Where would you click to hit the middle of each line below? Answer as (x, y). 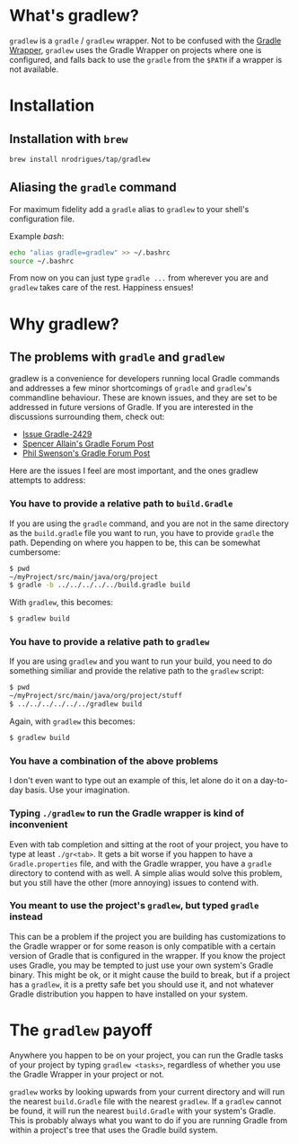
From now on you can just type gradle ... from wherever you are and (139, 278)
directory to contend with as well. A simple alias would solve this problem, (146, 872)
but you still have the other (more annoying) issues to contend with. (134, 882)
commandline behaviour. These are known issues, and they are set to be (144, 398)
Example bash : (37, 236)
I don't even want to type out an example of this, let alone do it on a (134, 781)
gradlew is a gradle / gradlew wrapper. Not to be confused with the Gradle (145, 40)
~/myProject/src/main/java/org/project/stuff (96, 696)
